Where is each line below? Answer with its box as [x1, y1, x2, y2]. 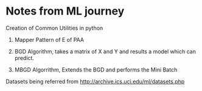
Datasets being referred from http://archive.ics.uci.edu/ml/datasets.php [5, 78, 185, 85]
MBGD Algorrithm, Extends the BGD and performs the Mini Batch [14, 66, 178, 73]
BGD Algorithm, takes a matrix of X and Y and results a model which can [14, 47, 196, 55]
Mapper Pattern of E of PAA [14, 36, 85, 43]
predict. [14, 54, 35, 61]
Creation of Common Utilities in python [5, 24, 103, 32]
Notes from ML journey [5, 4, 125, 18]
